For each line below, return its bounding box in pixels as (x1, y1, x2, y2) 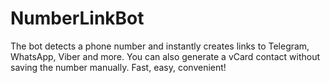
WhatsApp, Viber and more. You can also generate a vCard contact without (10, 50, 321, 62)
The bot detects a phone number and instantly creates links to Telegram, (10, 40, 310, 52)
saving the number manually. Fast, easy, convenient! (10, 61, 227, 73)
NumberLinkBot (10, 7, 145, 30)
